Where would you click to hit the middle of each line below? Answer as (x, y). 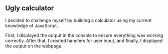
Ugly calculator (30, 8)
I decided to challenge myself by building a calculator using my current (78, 20)
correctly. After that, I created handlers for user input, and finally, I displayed (84, 40)
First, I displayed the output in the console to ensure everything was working (84, 35)
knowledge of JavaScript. (32, 25)
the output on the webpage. (34, 46)
